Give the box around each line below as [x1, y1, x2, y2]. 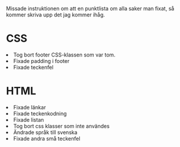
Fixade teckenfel [13, 64, 54, 71]
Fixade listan [13, 116, 44, 123]
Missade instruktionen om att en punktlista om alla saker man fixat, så [6, 5, 175, 12]
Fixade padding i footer [13, 57, 70, 64]
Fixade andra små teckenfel [13, 135, 80, 142]
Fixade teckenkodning [13, 110, 67, 117]
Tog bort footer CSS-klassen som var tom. [13, 51, 116, 58]
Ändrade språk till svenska [13, 129, 78, 136]
